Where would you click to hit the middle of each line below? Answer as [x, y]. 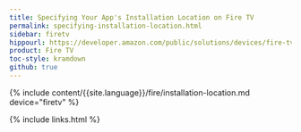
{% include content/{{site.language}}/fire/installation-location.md [130, 92]
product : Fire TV [42, 51]
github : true [34, 68]
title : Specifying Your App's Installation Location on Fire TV [132, 17]
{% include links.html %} [55, 119]
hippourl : [28, 42]
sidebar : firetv [39, 34]
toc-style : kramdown [48, 59]
